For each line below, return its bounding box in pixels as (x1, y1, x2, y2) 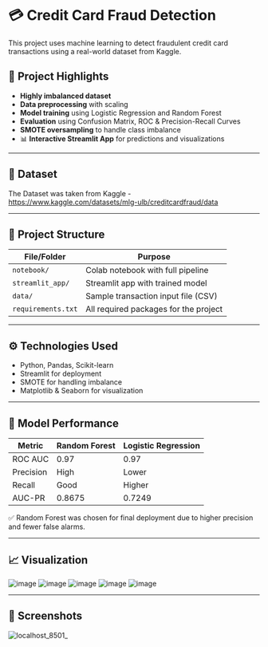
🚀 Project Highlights (8, 69, 109, 84)
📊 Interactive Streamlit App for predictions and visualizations (19, 133, 225, 144)
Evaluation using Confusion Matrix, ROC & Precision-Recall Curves (19, 116, 241, 126)
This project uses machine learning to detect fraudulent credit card (8, 37, 229, 48)
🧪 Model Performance (8, 416, 120, 430)
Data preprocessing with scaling (19, 99, 129, 108)
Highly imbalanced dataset (19, 91, 112, 101)
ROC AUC (12, 454, 49, 464)
